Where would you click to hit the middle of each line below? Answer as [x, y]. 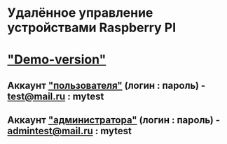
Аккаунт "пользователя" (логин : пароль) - [106, 85]
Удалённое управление [80, 13]
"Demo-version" [57, 60]
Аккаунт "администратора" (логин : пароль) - [114, 120]
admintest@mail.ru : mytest [69, 131]
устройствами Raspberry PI [92, 28]
